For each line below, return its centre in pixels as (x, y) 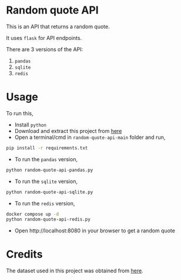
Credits (24, 254)
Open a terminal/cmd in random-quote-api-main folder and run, (90, 137)
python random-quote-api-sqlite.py (50, 192)
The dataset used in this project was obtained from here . (75, 271)
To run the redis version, (45, 203)
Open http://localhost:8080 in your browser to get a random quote (95, 231)
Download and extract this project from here (68, 131)
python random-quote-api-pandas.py (50, 170)
